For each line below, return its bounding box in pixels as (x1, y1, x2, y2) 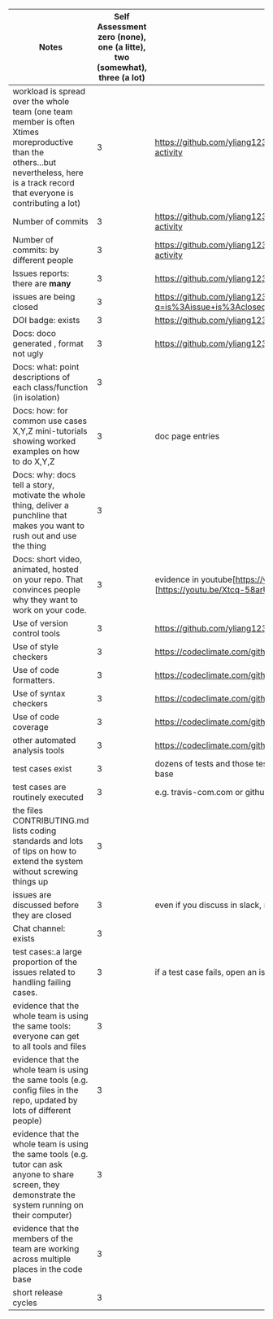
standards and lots (12, 836, 84, 846)
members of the (12, 1233, 74, 1244)
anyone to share (12, 1169, 75, 1180)
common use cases (12, 415, 88, 426)
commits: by (12, 244, 59, 256)
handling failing (12, 976, 71, 988)
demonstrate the (12, 1190, 76, 1200)
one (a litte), (97, 41, 146, 52)
